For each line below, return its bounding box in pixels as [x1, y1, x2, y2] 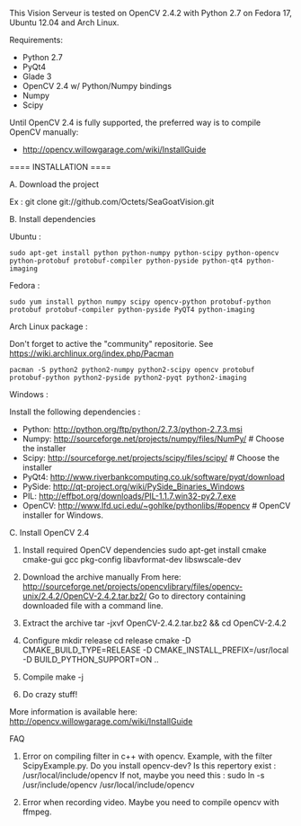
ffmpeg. [22, 806, 52, 817]
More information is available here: [9, 706, 137, 717]
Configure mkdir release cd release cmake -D [22, 635, 191, 645]
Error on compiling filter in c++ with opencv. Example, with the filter [22, 751, 273, 761]
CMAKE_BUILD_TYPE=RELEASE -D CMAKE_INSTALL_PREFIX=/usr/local [22, 644, 289, 655]
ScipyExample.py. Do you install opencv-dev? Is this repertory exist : [22, 760, 277, 771]
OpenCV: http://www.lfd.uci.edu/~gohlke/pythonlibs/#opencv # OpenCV [22, 501, 291, 511]
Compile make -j [22, 671, 84, 682]
